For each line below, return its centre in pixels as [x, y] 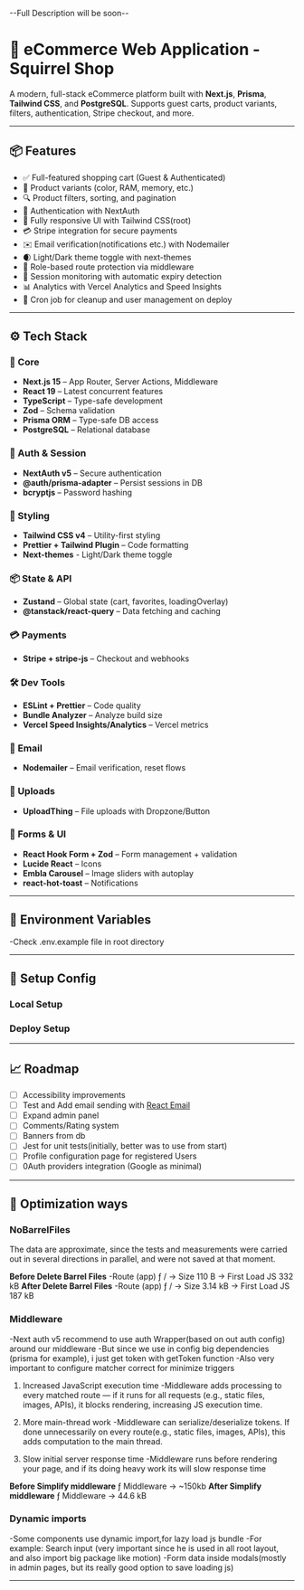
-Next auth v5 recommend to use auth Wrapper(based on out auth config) [147, 1339]
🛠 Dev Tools [38, 682]
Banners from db [54, 1136]
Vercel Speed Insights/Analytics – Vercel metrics [115, 724]
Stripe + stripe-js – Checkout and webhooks [106, 658]
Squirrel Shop [62, 69]
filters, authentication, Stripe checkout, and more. [102, 113]
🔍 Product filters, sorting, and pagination [99, 197]
